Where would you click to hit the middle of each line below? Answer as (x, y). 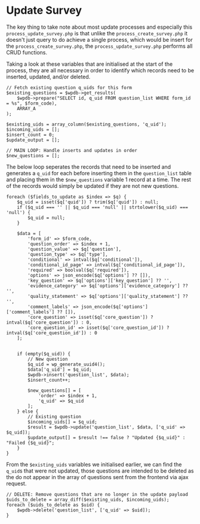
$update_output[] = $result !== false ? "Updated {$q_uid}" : (107, 437)
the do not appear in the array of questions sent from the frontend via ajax (98, 477)
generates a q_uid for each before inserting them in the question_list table (99, 173)
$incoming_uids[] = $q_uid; (62, 422)
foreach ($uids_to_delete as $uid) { (53, 505)
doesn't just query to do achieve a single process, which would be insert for (99, 39)
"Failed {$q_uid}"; (30, 443)
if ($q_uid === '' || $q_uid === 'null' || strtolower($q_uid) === (102, 207)
